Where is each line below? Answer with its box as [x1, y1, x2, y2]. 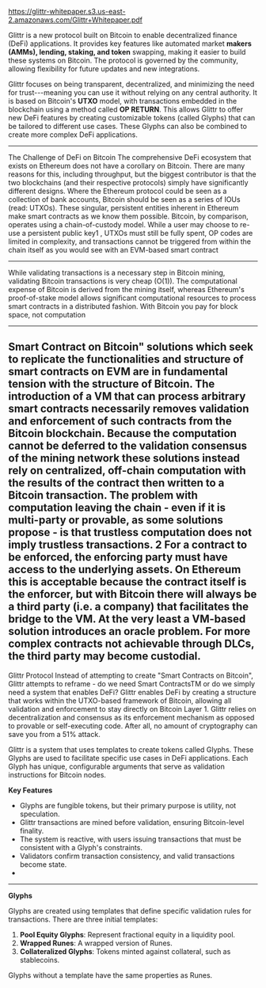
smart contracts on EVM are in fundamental [8, 365, 228, 378]
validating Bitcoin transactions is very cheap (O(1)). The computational [8, 276, 237, 286]
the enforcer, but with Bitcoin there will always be [8, 587, 257, 601]
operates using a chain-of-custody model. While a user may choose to [8, 220, 239, 229]
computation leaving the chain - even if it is [8, 501, 226, 515]
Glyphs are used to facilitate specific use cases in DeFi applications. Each [8, 753, 249, 762]
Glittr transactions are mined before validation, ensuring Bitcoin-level [19, 817, 245, 826]
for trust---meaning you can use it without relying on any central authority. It [8, 88, 257, 97]
